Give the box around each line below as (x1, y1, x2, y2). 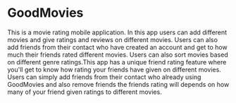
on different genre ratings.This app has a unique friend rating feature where (7, 57, 227, 66)
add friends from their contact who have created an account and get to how (7, 43, 228, 51)
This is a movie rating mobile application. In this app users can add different (7, 28, 228, 36)
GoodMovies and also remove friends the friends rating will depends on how (7, 80, 230, 88)
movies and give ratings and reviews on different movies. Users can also (7, 35, 218, 43)
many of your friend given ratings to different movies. (7, 88, 162, 96)
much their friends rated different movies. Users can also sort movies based (7, 50, 228, 59)
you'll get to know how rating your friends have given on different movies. (7, 65, 222, 74)
